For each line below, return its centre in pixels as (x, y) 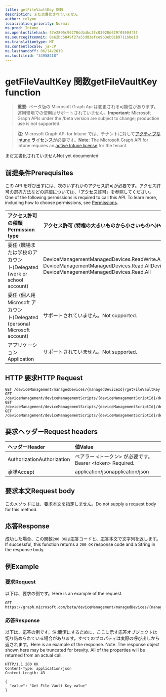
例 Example (22, 566)
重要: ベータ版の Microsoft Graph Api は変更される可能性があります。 (88, 107)
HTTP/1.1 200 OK (22, 664)
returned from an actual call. (34, 656)
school (16, 280)
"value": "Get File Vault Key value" (48, 686)
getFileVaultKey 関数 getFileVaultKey (81, 82)
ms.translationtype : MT (30, 42)
